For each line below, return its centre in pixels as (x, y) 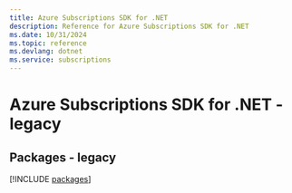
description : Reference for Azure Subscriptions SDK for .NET (129, 26)
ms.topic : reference (49, 43)
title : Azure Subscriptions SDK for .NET (89, 18)
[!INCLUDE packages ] (50, 179)
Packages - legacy (63, 157)
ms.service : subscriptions (60, 60)
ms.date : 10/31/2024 (49, 34)
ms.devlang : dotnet (46, 52)
